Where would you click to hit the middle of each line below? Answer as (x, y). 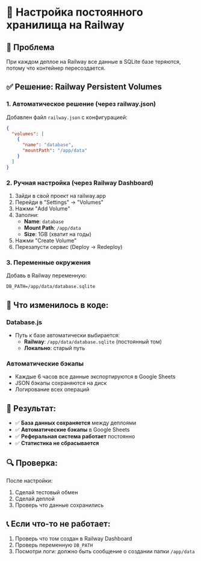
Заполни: (27, 215)
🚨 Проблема (30, 47)
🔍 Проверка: (32, 463)
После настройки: (29, 480)
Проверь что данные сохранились (59, 505)
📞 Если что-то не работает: (58, 524)
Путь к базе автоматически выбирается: (67, 335)
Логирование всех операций (52, 390)
